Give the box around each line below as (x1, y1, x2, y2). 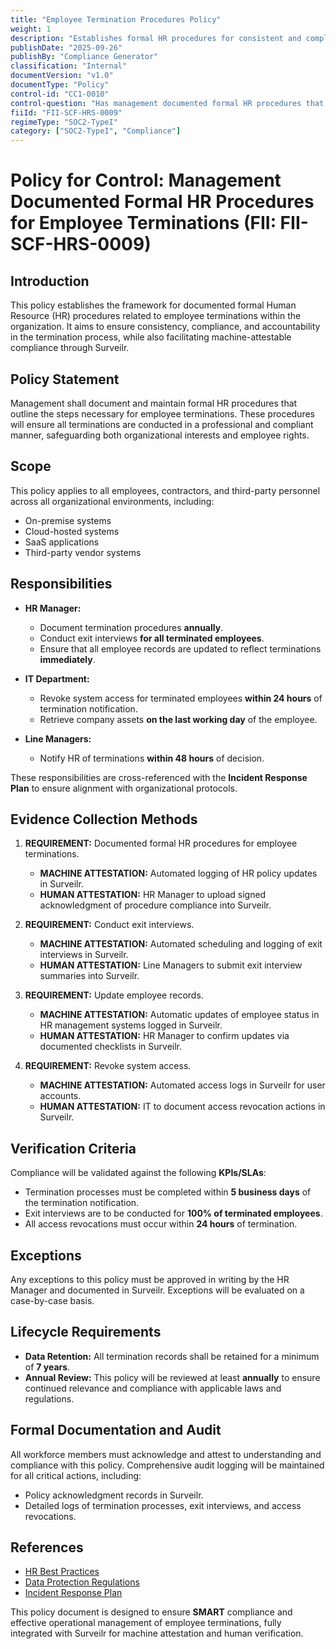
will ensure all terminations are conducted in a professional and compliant (10, 418, 314, 430)
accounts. (39, 1090, 82, 1102)
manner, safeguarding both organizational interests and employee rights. (10, 429, 310, 441)
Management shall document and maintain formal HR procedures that (10, 397, 298, 409)
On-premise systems (24, 514, 112, 526)
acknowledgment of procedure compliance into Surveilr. (39, 899, 272, 911)
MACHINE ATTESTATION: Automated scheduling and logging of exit (39, 938, 323, 950)
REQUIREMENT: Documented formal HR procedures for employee (24, 837, 298, 850)
